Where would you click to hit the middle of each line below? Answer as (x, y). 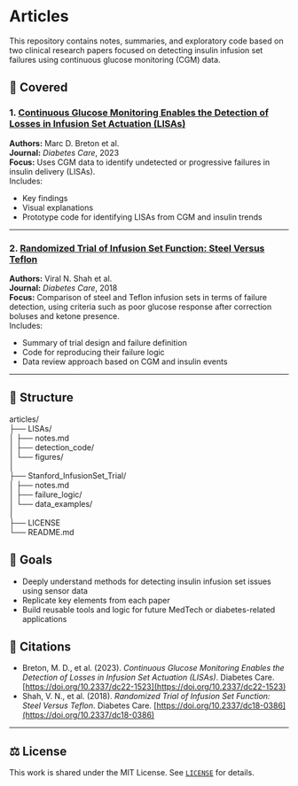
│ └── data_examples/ (51, 503)
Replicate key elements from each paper (96, 600)
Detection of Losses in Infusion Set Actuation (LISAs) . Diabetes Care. (148, 677)
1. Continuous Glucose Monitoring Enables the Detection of (139, 113)
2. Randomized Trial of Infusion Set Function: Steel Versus (137, 248)
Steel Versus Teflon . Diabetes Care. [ (89, 705)
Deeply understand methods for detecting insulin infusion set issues (147, 581)
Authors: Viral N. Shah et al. (61, 278)
